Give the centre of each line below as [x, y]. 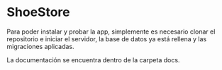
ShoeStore [38, 12]
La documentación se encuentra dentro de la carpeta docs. [93, 59]
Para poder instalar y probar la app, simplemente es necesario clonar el [111, 31]
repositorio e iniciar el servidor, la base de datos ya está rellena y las [107, 38]
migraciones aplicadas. [40, 46]
